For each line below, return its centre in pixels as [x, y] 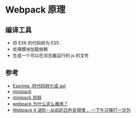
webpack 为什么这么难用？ [40, 103]
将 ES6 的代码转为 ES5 [36, 43]
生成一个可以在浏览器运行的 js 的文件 [51, 55]
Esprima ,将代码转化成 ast [39, 86]
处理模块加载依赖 [30, 49]
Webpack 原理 [35, 10]
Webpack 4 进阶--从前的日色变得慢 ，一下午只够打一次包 [72, 110]
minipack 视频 [27, 97]
